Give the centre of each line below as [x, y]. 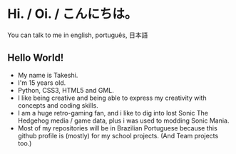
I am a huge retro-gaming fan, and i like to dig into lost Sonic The [113, 113]
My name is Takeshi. [48, 75]
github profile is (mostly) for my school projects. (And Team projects [118, 135]
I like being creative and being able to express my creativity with [112, 98]
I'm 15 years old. [42, 83]
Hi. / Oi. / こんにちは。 [72, 14]
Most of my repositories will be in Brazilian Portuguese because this [117, 128]
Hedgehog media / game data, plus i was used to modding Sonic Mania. [123, 120]
